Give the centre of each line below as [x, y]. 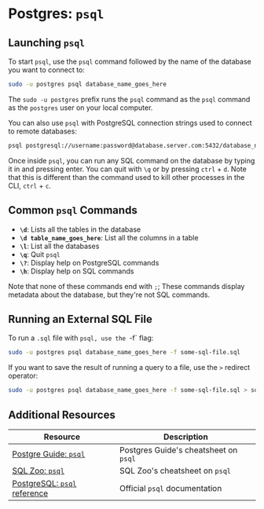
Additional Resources [62, 414]
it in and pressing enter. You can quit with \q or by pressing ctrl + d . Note [128, 169]
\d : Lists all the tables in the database [80, 229]
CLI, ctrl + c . [29, 185]
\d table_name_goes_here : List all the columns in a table [109, 237]
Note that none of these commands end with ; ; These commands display [126, 286]
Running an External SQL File [81, 319]
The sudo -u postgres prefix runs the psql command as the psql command [129, 99]
